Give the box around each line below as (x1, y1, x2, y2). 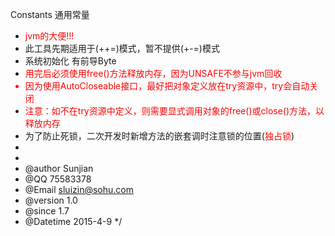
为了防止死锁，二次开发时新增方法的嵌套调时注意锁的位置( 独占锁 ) (24, 130, 295, 142)
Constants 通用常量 (10, 9, 90, 20)
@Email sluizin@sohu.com (24, 184, 134, 195)
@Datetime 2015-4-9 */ (24, 216, 123, 227)
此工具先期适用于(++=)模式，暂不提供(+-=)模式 (24, 43, 220, 54)
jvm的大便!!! (24, 30, 75, 42)
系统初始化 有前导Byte (24, 55, 117, 67)
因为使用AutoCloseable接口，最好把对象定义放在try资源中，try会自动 (24, 80, 310, 92)
